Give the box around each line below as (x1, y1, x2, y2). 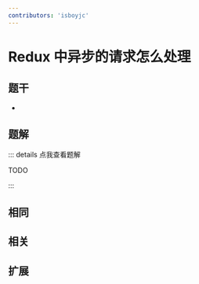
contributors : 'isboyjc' (8, 11, 89, 20)
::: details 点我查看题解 (8, 150, 81, 160)
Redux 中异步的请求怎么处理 (8, 48, 191, 65)
